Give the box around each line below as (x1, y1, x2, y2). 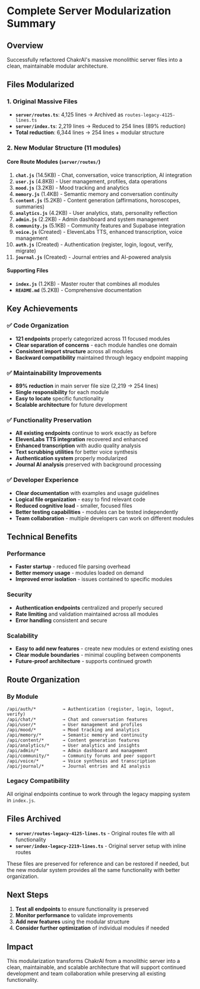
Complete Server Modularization (7, 4, 172, 18)
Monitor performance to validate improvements (15, 912, 133, 919)
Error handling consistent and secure (15, 616, 107, 624)
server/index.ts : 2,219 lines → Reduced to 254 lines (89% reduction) (15, 122, 186, 129)
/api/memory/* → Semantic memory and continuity (7, 732, 148, 738)
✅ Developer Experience (7, 476, 79, 484)
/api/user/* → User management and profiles (7, 721, 143, 728)
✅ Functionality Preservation (7, 416, 92, 424)
